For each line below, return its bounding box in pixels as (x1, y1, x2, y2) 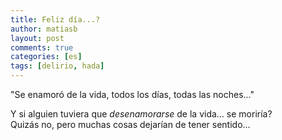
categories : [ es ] (10, 52, 83, 62)
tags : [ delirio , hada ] (10, 61, 105, 71)
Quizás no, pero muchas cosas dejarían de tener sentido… (10, 119, 251, 130)
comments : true (10, 42, 74, 53)
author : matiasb (10, 24, 78, 34)
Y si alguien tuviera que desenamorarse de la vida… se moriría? (10, 108, 273, 120)
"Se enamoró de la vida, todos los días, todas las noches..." (10, 89, 255, 100)
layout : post (10, 33, 65, 43)
